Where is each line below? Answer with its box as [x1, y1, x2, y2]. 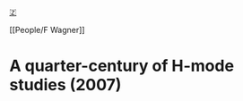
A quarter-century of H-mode [9, 56, 235, 76]
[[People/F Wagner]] [9, 25, 85, 35]
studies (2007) [9, 75, 122, 96]
